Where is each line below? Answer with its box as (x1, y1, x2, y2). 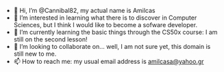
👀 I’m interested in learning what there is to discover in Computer (13, 14, 197, 22)
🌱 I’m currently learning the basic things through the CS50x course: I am (13, 28, 218, 36)
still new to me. (13, 50, 57, 58)
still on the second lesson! (13, 35, 88, 43)
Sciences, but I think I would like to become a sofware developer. (13, 21, 197, 29)
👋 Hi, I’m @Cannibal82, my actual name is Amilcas (13, 7, 155, 14)
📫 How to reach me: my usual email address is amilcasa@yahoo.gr (13, 58, 204, 65)
